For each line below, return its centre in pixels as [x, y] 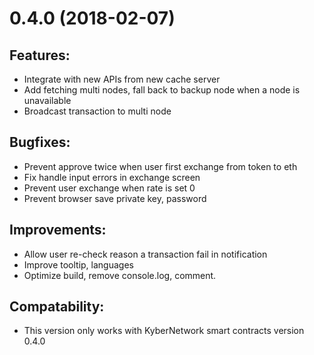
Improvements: [58, 230]
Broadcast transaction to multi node [97, 111]
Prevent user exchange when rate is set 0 [109, 188]
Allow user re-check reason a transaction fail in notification [145, 254]
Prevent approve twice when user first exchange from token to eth [160, 166]
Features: [40, 55]
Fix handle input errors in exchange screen [112, 177]
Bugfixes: [40, 142]
